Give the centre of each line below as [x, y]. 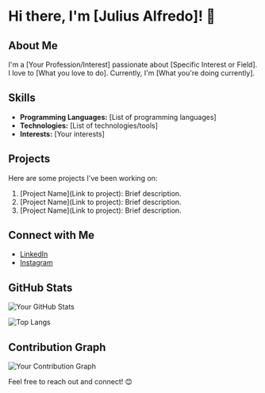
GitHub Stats [40, 288]
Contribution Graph [57, 347]
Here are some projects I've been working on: [83, 178]
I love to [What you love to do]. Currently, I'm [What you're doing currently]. [132, 73]
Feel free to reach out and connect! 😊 [71, 382]
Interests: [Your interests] [62, 133]
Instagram [36, 263]
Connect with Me [52, 235]
